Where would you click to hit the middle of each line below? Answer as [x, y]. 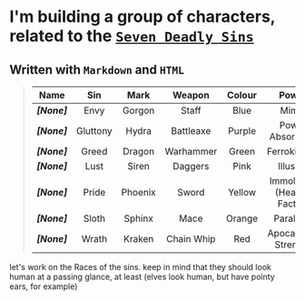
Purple [242, 131]
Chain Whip [191, 239]
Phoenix [138, 192]
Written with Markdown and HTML [97, 70]
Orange [242, 218]
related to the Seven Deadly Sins [132, 36]
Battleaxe [191, 131]
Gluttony [94, 131]
